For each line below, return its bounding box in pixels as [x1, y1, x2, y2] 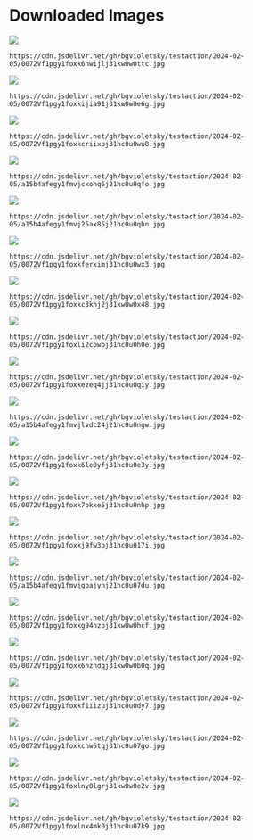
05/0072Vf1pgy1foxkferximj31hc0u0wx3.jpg [9, 259, 166, 268]
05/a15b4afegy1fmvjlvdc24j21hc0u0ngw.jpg [9, 420, 166, 429]
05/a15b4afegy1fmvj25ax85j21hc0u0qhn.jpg [9, 219, 166, 228]
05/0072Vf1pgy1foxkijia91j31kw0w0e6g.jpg [9, 99, 166, 108]
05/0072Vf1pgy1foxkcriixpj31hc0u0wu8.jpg [9, 139, 166, 148]
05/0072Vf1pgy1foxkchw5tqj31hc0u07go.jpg [9, 741, 166, 750]
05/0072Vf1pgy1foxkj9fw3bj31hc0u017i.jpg [9, 540, 166, 549]
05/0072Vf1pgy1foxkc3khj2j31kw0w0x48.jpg [9, 300, 166, 309]
